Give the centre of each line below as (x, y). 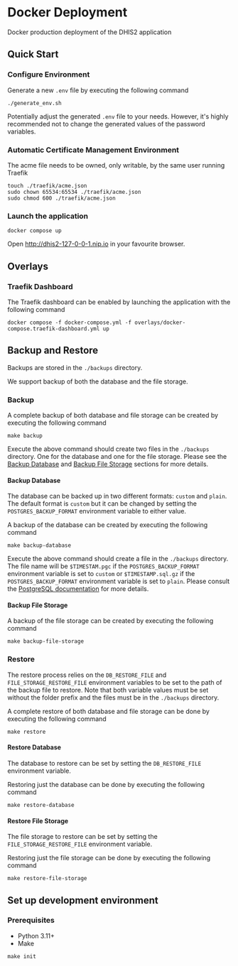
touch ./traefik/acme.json (47, 185)
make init (22, 956)
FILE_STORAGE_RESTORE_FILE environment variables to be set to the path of (115, 682)
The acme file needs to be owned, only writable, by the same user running (116, 165)
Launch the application (48, 216)
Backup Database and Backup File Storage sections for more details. (108, 464)
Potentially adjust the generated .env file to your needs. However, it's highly (118, 116)
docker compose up (34, 231)
